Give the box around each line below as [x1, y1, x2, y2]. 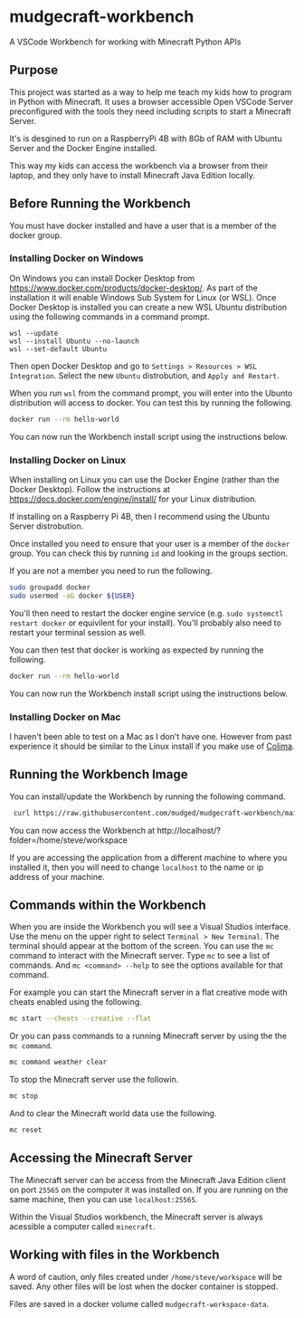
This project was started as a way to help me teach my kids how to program [9, 86, 292, 97]
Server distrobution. [9, 521, 84, 531]
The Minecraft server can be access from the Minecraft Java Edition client [9, 1174, 287, 1185]
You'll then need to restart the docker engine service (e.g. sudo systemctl [9, 607, 284, 618]
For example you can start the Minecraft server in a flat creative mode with [9, 987, 288, 998]
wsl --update [9, 329, 59, 338]
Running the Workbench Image [9, 767, 188, 782]
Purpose [9, 62, 59, 78]
